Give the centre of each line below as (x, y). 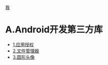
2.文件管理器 (26, 51)
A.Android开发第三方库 (54, 30)
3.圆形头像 (24, 57)
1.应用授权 (23, 44)
